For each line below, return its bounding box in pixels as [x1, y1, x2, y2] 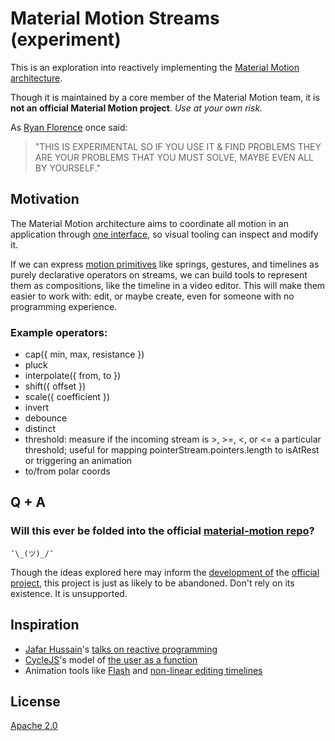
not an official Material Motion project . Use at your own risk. [10, 102, 263, 114]
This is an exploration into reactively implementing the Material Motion [10, 61, 300, 73]
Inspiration [10, 617, 80, 634]
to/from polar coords [24, 465, 111, 477]
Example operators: [10, 325, 108, 339]
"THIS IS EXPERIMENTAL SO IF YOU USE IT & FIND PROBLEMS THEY [34, 140, 322, 152]
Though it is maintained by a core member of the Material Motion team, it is [10, 91, 320, 103]
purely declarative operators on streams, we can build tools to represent [10, 268, 308, 281]
